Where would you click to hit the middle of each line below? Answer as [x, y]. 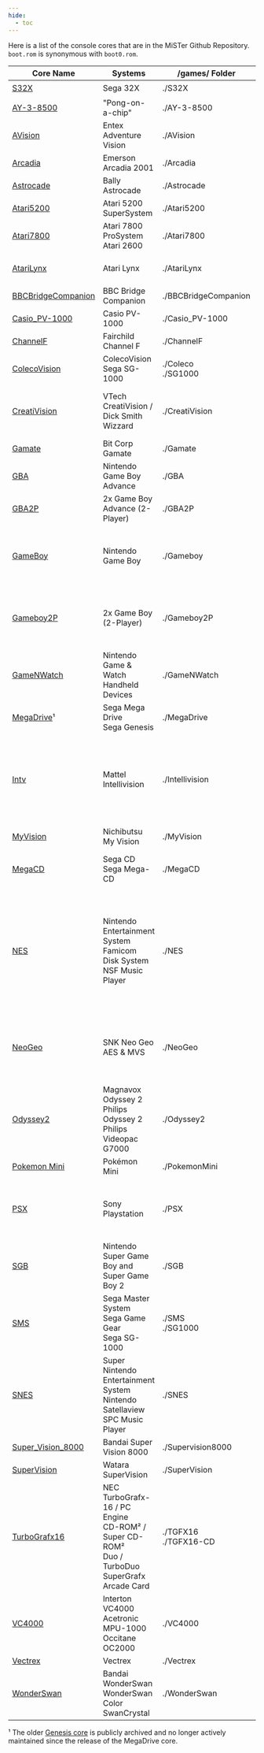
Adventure [122, 135]
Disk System [126, 960]
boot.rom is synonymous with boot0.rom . [73, 54]
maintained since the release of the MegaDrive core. [93, 1740]
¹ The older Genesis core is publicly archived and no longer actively [117, 1732]
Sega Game [124, 1318]
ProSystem [123, 236]
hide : [17, 15]
